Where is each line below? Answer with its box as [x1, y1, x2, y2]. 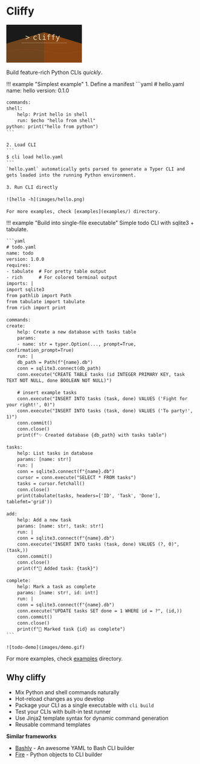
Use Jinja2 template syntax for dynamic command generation [15, 714, 169, 722]
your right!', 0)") [6, 401, 56, 407]
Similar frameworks [6, 732, 57, 740]
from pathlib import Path [6, 292, 71, 298]
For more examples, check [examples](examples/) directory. [6, 208, 161, 215]
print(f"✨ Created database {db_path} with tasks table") [17, 432, 167, 438]
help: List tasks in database [17, 450, 94, 456]
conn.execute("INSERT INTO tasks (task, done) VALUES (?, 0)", [17, 541, 180, 547]
